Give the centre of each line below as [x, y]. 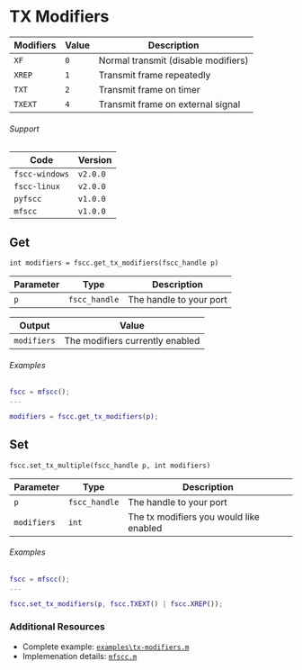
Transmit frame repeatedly [155, 75]
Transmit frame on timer [149, 89]
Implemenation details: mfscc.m [80, 656]
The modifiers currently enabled [132, 340]
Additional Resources [57, 627]
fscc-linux [37, 187]
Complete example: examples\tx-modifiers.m [106, 647]
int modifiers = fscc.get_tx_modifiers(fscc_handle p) [114, 263]
